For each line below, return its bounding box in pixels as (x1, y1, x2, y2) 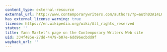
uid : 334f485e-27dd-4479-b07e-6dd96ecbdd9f (5, 35, 97, 40)
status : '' (5, 26, 28, 31)
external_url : (5, 12, 35, 17)
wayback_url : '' (5, 40, 39, 45)
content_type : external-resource (5, 7, 75, 12)
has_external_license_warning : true (5, 16, 81, 21)
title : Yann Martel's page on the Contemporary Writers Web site (5, 30, 143, 35)
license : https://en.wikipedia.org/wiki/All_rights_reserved (5, 21, 135, 26)
